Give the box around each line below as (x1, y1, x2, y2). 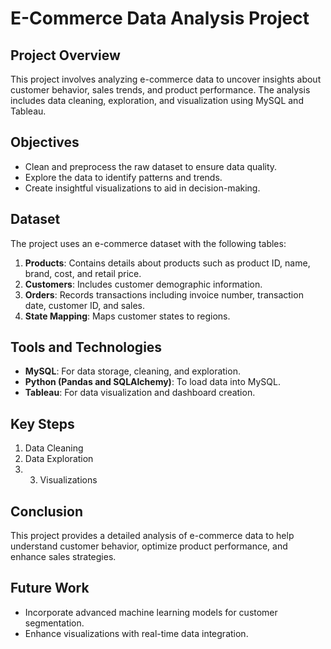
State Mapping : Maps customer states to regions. (24, 310, 231, 322)
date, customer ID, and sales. (24, 299, 146, 311)
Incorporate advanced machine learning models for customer (24, 606, 278, 618)
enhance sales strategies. (10, 551, 117, 563)
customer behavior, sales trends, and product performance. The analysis (10, 84, 311, 96)
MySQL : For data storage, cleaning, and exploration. (24, 365, 241, 377)
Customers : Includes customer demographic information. (24, 278, 263, 290)
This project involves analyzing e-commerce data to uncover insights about (10, 73, 322, 85)
